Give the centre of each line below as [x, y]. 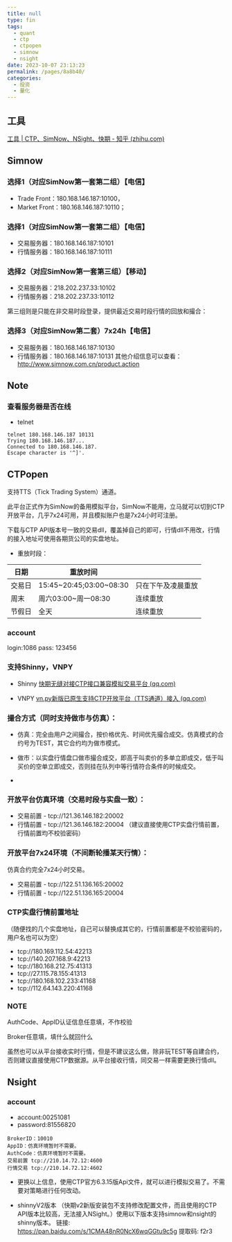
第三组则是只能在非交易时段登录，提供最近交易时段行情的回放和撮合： [107, 311]
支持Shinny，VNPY [40, 667]
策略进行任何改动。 [57, 1190]
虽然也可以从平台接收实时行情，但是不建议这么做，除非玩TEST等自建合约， [115, 1051]
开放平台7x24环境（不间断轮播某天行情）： [78, 853]
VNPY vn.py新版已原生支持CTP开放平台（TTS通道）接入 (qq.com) [111, 698]
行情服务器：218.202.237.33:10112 [66, 297]
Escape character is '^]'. [46, 453]
